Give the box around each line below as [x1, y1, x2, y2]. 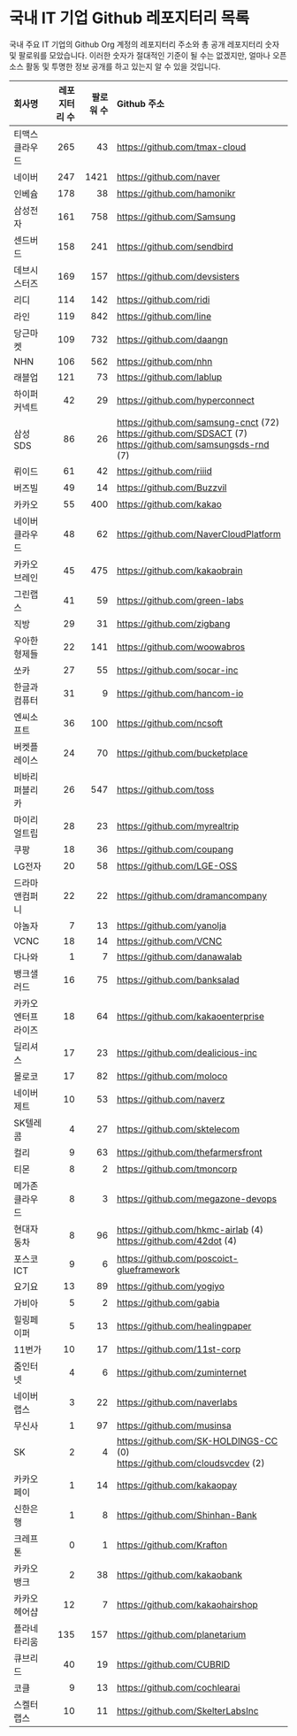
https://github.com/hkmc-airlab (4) [116, 1223, 263, 1235]
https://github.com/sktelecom [116, 1123, 240, 1135]
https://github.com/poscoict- [116, 1252, 239, 1264]
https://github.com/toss [116, 783, 215, 795]
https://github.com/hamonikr [116, 187, 236, 199]
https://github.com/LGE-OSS [116, 859, 238, 872]
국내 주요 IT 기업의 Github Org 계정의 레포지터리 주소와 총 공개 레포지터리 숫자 [9, 39, 280, 50]
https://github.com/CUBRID [116, 1658, 231, 1671]
